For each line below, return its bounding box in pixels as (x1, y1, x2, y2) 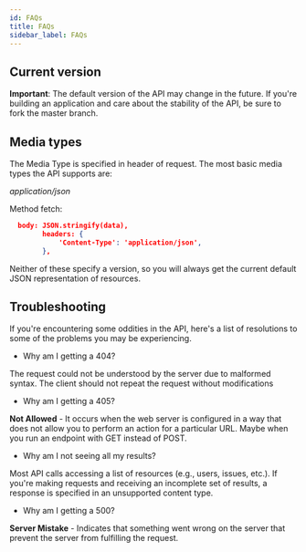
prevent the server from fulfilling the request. (9, 533, 179, 544)
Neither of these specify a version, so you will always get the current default (9, 263, 297, 274)
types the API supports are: (9, 168, 112, 179)
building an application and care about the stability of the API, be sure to (9, 98, 281, 109)
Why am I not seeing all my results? (22, 451, 157, 462)
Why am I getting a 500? (22, 505, 116, 516)
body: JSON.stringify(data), (17, 221, 129, 230)
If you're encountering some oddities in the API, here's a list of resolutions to (9, 323, 298, 334)
